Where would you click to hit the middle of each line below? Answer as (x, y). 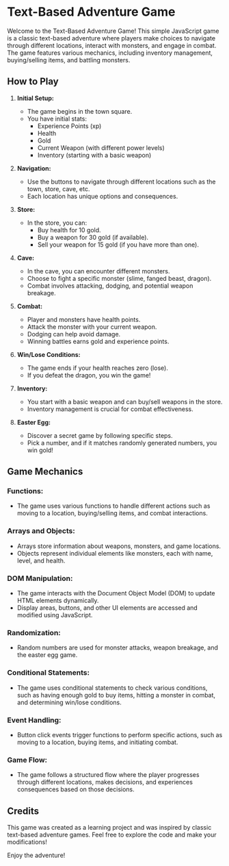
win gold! (40, 450)
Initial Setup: (36, 98)
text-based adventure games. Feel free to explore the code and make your (112, 835)
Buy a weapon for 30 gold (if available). (93, 237)
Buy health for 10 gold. (69, 230)
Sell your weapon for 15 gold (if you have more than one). (118, 245)
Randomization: (34, 632)
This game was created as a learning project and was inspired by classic (109, 828)
